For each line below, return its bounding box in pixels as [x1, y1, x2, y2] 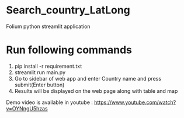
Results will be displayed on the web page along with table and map [14, 87, 178, 94]
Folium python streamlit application [6, 23, 91, 30]
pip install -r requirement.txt [14, 63, 82, 70]
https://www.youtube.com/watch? [94, 99, 176, 106]
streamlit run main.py [14, 68, 66, 76]
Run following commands [6, 43, 133, 57]
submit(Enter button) [14, 81, 65, 88]
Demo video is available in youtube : [6, 99, 93, 106]
